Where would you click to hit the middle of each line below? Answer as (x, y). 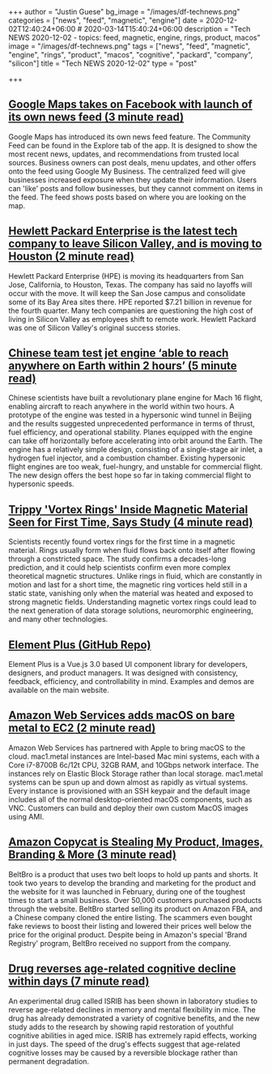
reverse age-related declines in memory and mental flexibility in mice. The (132, 1009)
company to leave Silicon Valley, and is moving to (135, 244)
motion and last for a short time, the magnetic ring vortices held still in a (128, 585)
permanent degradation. (49, 1061)
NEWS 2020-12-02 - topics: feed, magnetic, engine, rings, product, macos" (134, 37)
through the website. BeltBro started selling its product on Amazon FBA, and (136, 909)
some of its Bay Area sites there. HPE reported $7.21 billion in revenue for (130, 302)
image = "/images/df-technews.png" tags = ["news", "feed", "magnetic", (130, 46)
